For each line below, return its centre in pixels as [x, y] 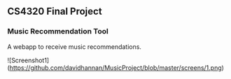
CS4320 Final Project [55, 12]
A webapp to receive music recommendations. [75, 46]
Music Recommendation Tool [58, 31]
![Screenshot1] [28, 60]
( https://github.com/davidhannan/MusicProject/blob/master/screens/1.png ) [115, 67]
